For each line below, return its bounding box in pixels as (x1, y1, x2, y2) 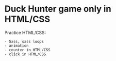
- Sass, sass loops (4, 39, 44, 44)
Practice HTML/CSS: (4, 30, 46, 35)
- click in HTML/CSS (4, 52, 47, 57)
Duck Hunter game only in (4, 3, 112, 15)
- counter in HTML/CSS (4, 47, 50, 52)
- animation (4, 43, 29, 48)
